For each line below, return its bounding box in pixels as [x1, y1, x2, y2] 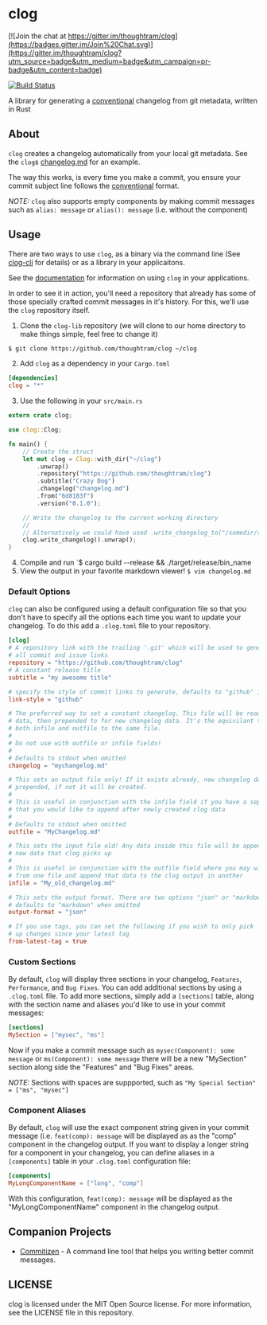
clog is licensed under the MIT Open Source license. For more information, [8, 1299, 253, 1308]
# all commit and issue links [8, 651, 109, 659]
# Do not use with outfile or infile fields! [8, 739, 161, 747]
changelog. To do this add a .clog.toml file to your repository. [8, 621, 211, 631]
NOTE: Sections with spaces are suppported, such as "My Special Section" [8, 1078, 257, 1088]
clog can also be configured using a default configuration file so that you [8, 604, 246, 614]
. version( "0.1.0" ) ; [37, 499, 102, 507]
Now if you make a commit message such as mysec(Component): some [8, 1046, 235, 1055]
